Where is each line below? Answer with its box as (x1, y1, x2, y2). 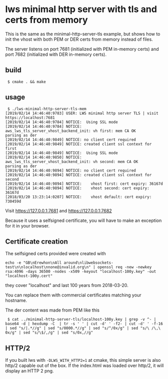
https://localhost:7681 (5, 115, 55, 120)
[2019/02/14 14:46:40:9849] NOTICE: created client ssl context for (5, 141, 152, 146)
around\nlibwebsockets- (63, 260, 114, 265)
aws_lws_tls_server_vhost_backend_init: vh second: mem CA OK (5, 159, 138, 164)
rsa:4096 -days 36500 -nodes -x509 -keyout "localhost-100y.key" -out (5, 269, 156, 274)
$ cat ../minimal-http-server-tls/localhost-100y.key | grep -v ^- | (7, 317, 156, 322)
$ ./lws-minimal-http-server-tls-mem (7, 106, 87, 111)
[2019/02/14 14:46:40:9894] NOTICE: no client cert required (5, 168, 136, 173)
